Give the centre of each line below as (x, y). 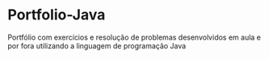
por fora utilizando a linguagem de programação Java (97, 45)
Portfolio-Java (57, 15)
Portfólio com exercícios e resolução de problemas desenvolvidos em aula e (134, 37)
